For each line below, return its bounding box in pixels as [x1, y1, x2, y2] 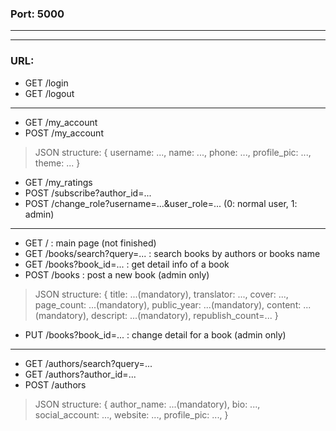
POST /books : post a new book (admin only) [24, 268, 210, 281]
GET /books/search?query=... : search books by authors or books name [24, 247, 321, 259]
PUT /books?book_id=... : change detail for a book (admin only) [24, 328, 287, 341]
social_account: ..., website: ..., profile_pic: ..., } [34, 408, 229, 421]
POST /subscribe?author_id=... [24, 187, 152, 199]
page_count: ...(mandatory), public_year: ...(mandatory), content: [34, 298, 302, 311]
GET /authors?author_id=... [24, 368, 137, 380]
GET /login [24, 77, 69, 89]
